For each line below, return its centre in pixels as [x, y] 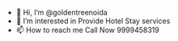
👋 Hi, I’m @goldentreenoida [61, 12]
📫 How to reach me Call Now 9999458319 [87, 30]
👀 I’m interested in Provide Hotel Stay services [93, 21]
